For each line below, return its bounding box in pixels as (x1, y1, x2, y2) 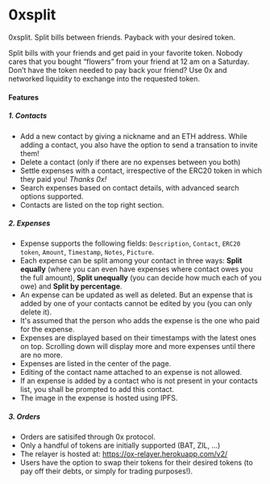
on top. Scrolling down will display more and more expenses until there (19, 342, 255, 351)
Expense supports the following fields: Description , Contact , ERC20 (19, 238, 241, 248)
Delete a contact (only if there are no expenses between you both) (19, 157, 241, 166)
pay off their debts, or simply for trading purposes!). (19, 466, 193, 476)
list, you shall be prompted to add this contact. (19, 385, 175, 394)
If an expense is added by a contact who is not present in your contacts (19, 376, 258, 385)
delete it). (19, 307, 52, 317)
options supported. (19, 191, 84, 201)
